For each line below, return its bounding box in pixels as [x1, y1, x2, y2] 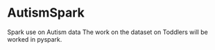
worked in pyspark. [7, 35, 62, 43]
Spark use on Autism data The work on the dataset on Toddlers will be [7, 28, 208, 36]
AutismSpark [7, 5, 85, 21]
